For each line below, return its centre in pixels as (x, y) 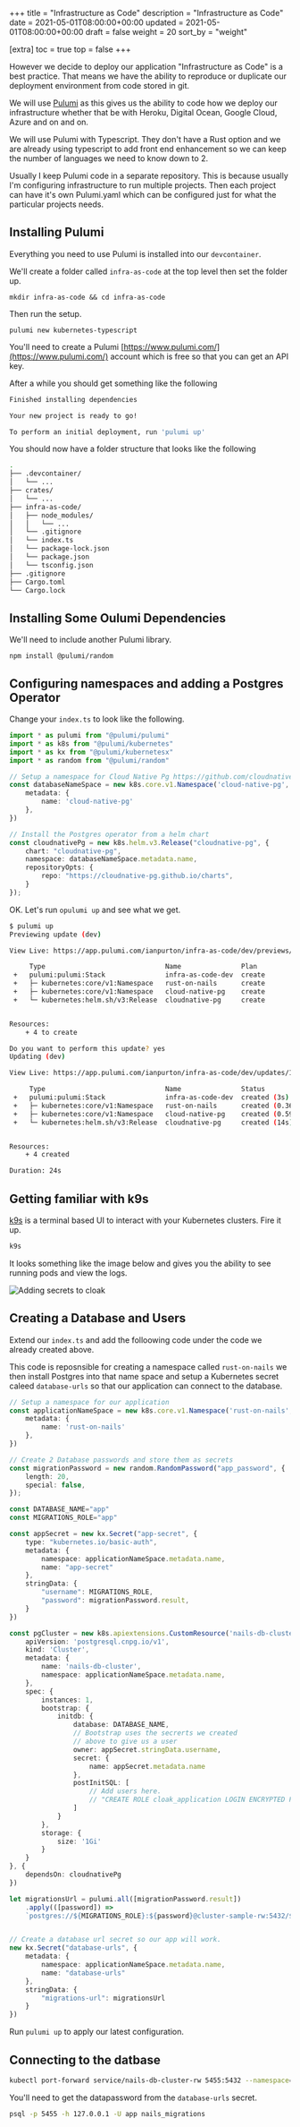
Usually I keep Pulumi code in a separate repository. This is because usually (149, 175)
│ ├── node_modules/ (51, 515)
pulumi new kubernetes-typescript (74, 330)
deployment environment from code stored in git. (100, 85)
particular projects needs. (57, 204)
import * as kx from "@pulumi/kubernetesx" (92, 752)
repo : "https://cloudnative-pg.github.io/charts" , (137, 876)
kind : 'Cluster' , (58, 1650)
